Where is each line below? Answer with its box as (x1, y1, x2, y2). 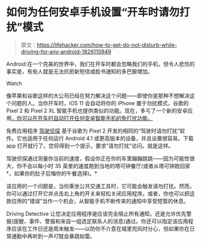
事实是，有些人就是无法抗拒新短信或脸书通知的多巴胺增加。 (6, 68, 153, 75)
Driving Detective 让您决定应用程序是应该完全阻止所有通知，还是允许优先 (6, 210, 187, 217)
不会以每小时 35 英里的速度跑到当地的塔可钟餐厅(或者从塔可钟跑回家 (22, 162, 190, 169)
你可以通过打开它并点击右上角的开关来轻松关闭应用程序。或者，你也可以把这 (6, 189, 195, 197)
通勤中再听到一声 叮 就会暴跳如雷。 (11, 232, 96, 240)
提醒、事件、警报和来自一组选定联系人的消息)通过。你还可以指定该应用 (13, 218, 188, 225)
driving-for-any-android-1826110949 (20, 48, 112, 55)
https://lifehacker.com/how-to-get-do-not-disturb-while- (36, 41, 178, 48)
